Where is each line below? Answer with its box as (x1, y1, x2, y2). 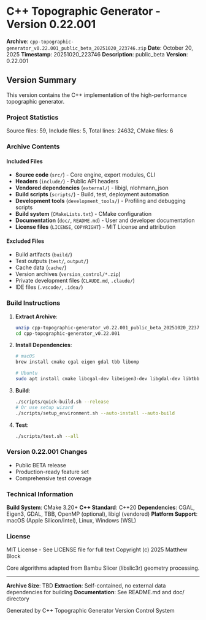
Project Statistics (6, 113, 59, 121)
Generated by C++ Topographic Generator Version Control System (6, 607, 175, 614)
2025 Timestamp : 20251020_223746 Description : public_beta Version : (6, 50, 188, 58)
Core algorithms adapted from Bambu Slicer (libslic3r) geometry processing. (6, 564, 200, 572)
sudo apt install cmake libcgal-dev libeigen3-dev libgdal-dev (15, 376, 181, 382)
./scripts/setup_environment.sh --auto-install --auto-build (15, 410, 175, 416)
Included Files (6, 158, 43, 165)
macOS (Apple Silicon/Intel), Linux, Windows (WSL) (6, 517, 137, 524)
